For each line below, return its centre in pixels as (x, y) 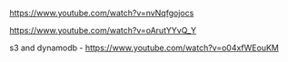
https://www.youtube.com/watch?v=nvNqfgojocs (102, 13)
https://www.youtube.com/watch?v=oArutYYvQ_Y (103, 30)
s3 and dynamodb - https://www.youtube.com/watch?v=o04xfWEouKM (144, 48)
